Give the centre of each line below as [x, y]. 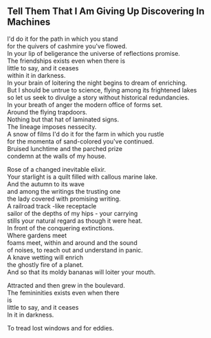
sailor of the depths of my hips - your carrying [73, 213]
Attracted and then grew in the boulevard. [66, 285]
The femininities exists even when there [64, 292]
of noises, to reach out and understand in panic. [75, 250]
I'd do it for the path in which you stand [63, 39]
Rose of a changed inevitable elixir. [57, 169]
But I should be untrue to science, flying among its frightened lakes [102, 90]
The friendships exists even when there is [66, 61]
